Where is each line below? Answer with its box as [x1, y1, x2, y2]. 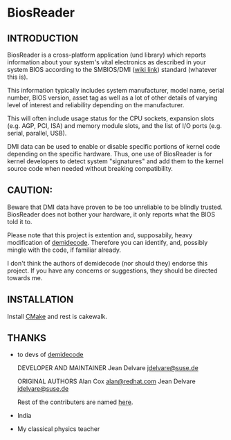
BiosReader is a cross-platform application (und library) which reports [7, 51, 206, 59]
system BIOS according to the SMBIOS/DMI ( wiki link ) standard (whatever [7, 66, 217, 73]
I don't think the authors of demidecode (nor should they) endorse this [7, 259, 208, 267]
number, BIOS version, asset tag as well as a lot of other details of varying [7, 93, 218, 102]
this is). [7, 73, 28, 81]
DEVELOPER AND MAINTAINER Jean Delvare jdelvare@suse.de [17, 364, 198, 372]
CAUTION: [7, 185, 53, 196]
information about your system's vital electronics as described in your [7, 58, 206, 66]
